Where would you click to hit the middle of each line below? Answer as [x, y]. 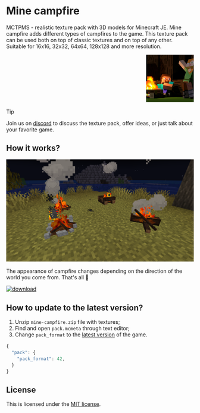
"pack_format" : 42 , [41, 359]
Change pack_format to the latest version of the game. [81, 335]
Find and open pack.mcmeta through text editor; [72, 329]
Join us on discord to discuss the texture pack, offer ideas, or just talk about [100, 123]
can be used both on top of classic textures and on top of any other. [90, 40]
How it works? [33, 148]
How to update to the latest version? [75, 308]
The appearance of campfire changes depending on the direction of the [94, 271]
